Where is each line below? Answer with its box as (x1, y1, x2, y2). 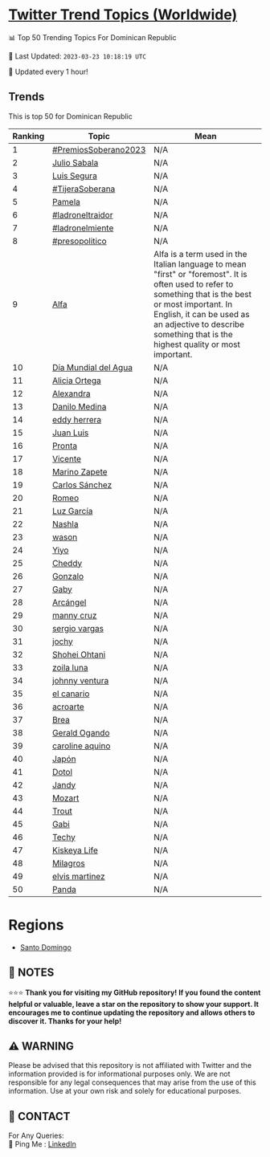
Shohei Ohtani (51, 649, 106, 660)
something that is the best (153, 288, 252, 299)
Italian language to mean (153, 259, 247, 270)
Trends (8, 90, 45, 104)
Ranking (12, 130, 45, 141)
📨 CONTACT (8, 1110, 71, 1123)
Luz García (51, 505, 93, 516)
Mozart (51, 792, 80, 804)
